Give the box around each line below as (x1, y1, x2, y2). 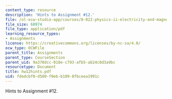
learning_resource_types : (5, 31, 60, 36)
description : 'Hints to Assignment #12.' (5, 12, 95, 17)
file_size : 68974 (5, 21, 42, 27)
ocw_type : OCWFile (5, 45, 45, 51)
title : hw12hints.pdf (5, 69, 52, 75)
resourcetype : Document (5, 64, 56, 69)
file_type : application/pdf (5, 27, 66, 32)
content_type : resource (5, 7, 56, 13)
